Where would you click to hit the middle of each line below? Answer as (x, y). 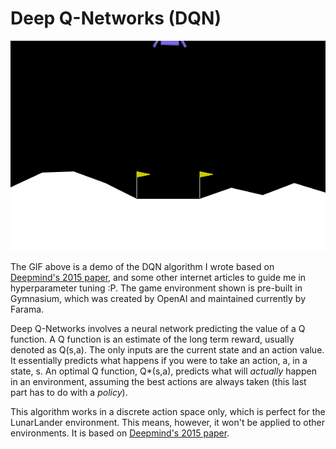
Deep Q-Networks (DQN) (116, 18)
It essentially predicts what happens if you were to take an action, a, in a (159, 360)
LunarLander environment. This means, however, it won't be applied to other (168, 422)
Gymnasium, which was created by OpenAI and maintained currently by (158, 298)
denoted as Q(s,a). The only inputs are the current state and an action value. (167, 349)
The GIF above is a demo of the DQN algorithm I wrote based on (142, 266)
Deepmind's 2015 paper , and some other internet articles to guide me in (158, 277)
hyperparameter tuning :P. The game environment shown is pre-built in (156, 288)
